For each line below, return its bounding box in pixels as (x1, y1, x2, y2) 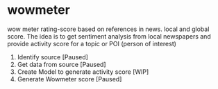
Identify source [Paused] (17, 52, 89, 61)
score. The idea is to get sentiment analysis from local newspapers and (7, 32, 212, 40)
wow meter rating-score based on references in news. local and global (7, 25, 210, 33)
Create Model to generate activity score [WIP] (17, 68, 149, 76)
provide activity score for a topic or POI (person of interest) (7, 39, 177, 48)
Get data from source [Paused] (17, 60, 106, 68)
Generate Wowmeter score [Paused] (17, 75, 122, 83)
